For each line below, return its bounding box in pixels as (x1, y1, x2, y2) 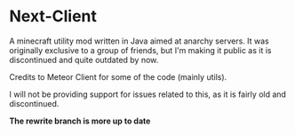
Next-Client (9, 6, 98, 27)
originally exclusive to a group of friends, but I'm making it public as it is (9, 44, 272, 55)
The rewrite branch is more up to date (9, 115, 151, 126)
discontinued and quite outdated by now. (9, 54, 159, 65)
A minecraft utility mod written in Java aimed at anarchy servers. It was (9, 36, 269, 46)
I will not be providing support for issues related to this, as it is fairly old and (9, 89, 287, 99)
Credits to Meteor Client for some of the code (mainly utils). (9, 71, 227, 82)
